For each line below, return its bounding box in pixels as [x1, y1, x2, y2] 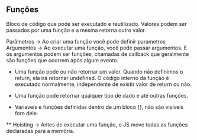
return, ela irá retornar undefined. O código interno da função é [14, 74, 169, 81]
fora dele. [14, 109, 38, 116]
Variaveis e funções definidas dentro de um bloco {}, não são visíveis [14, 103, 184, 111]
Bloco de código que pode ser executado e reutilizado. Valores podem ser [6, 20, 188, 27]
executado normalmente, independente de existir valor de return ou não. [14, 81, 192, 88]
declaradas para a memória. [6, 127, 75, 134]
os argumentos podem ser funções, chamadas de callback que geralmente [6, 50, 189, 58]
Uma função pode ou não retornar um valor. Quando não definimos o [14, 68, 183, 75]
